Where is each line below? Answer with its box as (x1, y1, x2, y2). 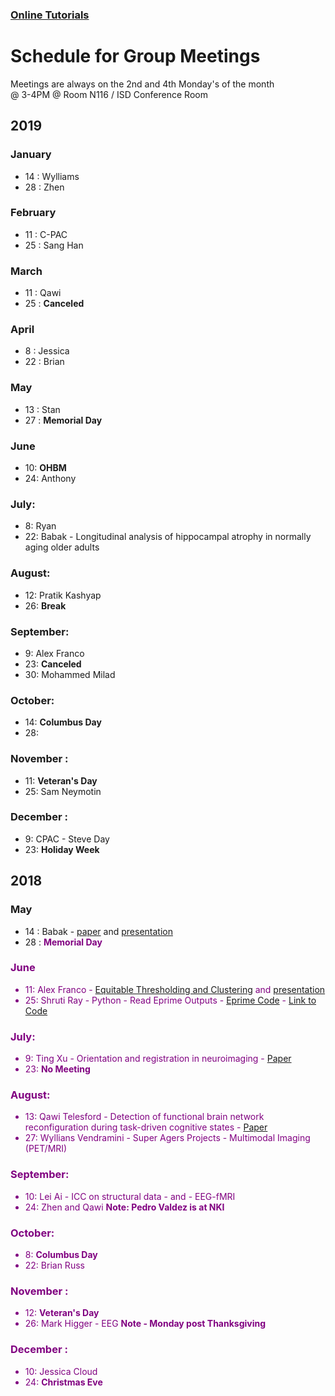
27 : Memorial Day (24, 414, 103, 426)
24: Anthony (24, 473, 77, 485)
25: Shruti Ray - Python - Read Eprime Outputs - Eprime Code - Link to (24, 994, 317, 1006)
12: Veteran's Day (24, 1307, 100, 1319)
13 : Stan (24, 403, 61, 415)
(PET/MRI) (24, 1143, 68, 1155)
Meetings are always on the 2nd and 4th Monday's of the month (10, 78, 275, 90)
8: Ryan (24, 520, 57, 532)
